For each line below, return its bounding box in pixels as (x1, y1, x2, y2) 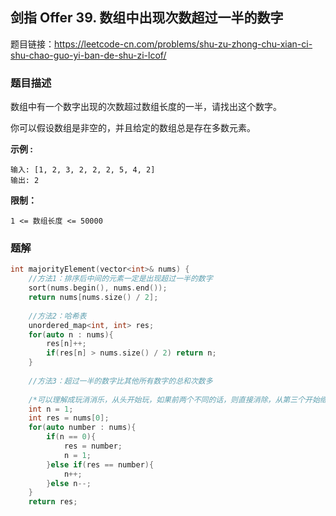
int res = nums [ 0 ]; (28, 413, 110, 423)
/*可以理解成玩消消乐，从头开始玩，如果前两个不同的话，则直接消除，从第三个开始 (28, 394, 320, 405)
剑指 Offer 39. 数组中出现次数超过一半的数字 (10, 9, 284, 27)
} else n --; (46, 478, 92, 488)
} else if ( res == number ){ (46, 459, 155, 470)
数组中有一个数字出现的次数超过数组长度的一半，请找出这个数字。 (10, 101, 282, 113)
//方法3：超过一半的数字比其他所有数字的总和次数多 (28, 376, 213, 386)
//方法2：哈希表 (28, 311, 87, 321)
